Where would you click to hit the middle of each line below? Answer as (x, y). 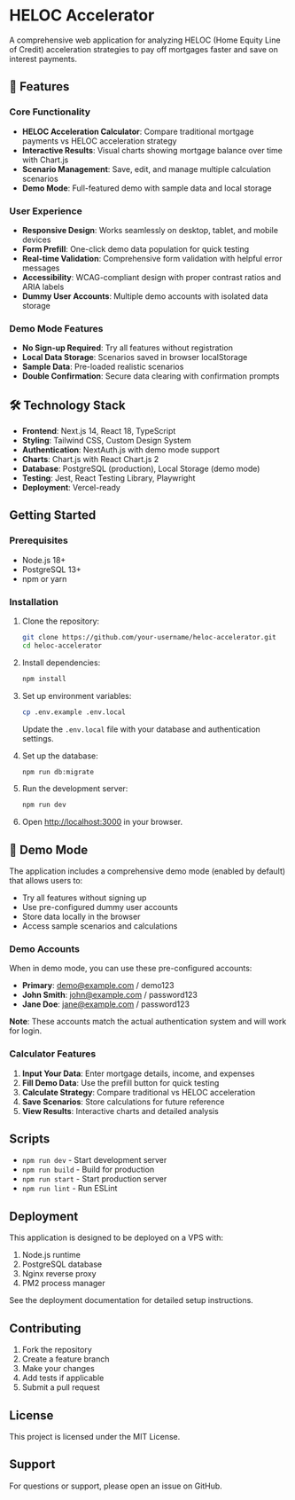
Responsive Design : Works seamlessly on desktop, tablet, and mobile (150, 230)
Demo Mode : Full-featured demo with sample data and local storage (147, 188)
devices (36, 240)
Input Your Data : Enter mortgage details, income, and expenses (138, 1073)
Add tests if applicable (63, 1378)
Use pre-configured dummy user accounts (100, 907)
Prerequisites (39, 540)
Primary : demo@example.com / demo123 (98, 986)
